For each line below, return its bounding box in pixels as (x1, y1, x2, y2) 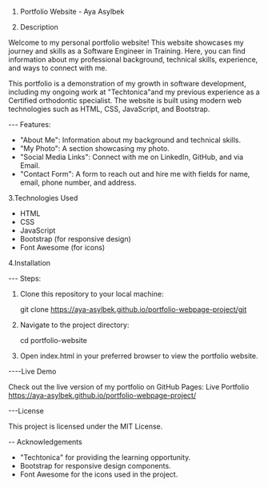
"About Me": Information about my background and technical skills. (19, 135, 242, 145)
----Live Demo (8, 367, 57, 376)
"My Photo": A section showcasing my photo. (19, 144, 170, 153)
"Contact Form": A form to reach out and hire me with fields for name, (19, 170, 250, 178)
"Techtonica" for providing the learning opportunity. (19, 453, 191, 462)
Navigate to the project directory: (19, 320, 130, 329)
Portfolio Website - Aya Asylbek (19, 7, 125, 16)
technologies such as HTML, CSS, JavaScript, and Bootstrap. (8, 104, 210, 114)
